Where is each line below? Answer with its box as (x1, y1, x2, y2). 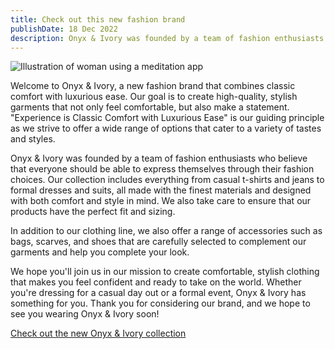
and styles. (10, 133, 56, 145)
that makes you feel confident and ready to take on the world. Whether (10, 276, 302, 288)
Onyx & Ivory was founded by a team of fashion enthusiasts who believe (10, 152, 308, 165)
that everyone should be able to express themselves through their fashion (10, 163, 315, 175)
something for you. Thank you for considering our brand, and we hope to (10, 297, 311, 310)
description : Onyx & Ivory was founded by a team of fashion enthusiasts (10, 33, 325, 43)
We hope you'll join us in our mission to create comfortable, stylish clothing (10, 266, 320, 278)
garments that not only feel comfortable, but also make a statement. (10, 101, 290, 113)
